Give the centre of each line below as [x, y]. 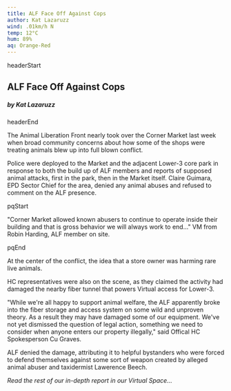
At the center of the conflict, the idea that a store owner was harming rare [112, 261]
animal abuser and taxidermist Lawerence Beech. [77, 368]
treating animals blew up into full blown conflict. [75, 150]
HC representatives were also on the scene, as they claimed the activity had [115, 282]
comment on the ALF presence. [52, 193]
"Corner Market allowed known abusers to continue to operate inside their [113, 220]
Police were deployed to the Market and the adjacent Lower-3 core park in [113, 164]
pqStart [18, 206]
